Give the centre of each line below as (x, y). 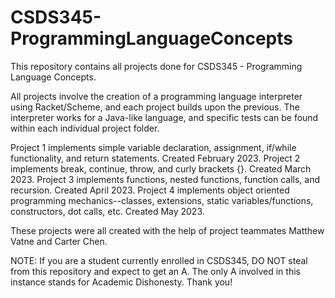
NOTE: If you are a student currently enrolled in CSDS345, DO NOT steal (159, 260)
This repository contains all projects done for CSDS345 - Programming (156, 66)
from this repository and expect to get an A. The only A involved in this (155, 271)
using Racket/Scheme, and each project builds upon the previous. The (155, 107)
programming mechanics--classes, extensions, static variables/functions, (162, 200)
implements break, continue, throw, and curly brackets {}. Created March (161, 168)
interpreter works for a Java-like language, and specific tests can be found (164, 117)
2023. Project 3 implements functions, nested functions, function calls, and (165, 179)
